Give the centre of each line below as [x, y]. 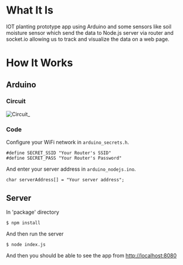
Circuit [16, 101]
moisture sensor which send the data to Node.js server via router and [90, 32]
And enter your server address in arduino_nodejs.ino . [71, 169]
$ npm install [23, 223]
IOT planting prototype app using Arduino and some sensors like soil [89, 26]
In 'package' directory [33, 212]
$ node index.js [26, 244]
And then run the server [35, 234]
